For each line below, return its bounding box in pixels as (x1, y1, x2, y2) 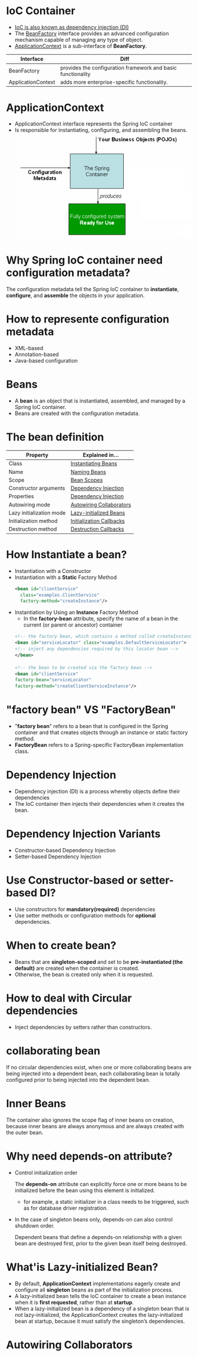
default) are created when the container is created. (14, 964, 140, 971)
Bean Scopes (70, 476, 103, 483)
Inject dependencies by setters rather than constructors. (14, 1023, 152, 1030)
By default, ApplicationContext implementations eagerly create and (14, 1280, 181, 1287)
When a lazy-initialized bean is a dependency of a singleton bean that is (14, 1305, 190, 1312)
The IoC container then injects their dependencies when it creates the (14, 801, 184, 808)
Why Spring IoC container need (6, 253, 163, 266)
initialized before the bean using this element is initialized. (14, 1187, 155, 1194)
